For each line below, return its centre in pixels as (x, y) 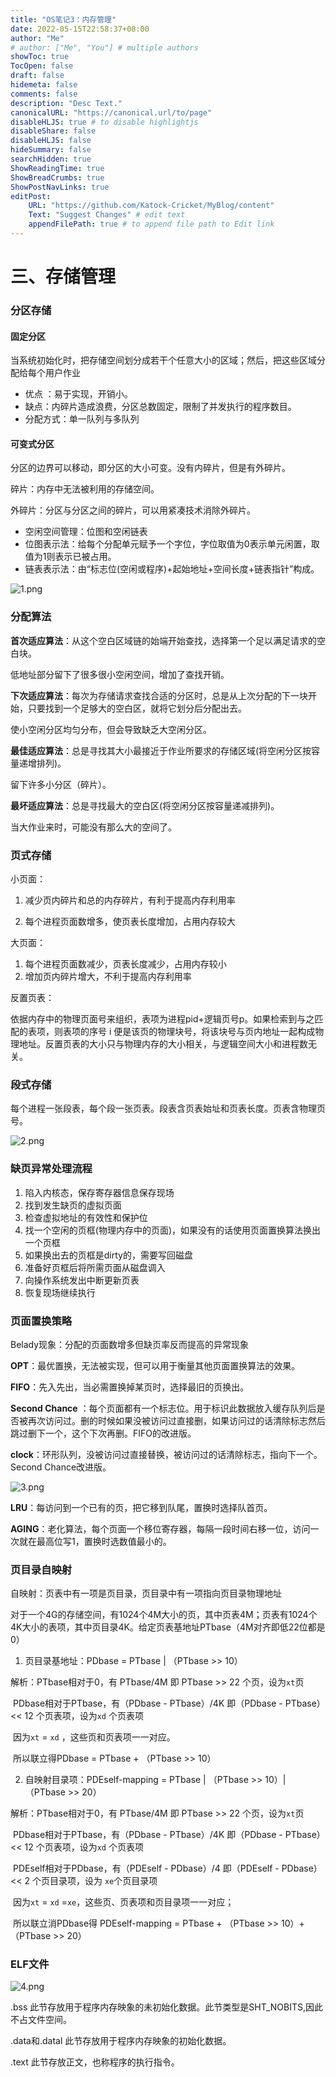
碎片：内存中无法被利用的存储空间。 (85, 489)
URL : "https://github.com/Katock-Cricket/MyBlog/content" (151, 206)
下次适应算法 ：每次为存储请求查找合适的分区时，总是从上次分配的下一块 (159, 695)
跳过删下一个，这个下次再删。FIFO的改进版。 (103, 1433)
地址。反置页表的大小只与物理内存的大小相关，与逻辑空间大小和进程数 (163, 1043)
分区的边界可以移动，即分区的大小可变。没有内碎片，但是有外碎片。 (150, 468)
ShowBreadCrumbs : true (57, 177)
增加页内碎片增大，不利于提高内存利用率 (108, 976)
